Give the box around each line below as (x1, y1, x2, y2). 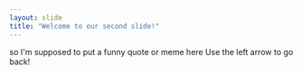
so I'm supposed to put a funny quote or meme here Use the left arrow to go (9, 46, 294, 57)
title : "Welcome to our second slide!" (9, 22, 160, 31)
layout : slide (9, 13, 63, 23)
